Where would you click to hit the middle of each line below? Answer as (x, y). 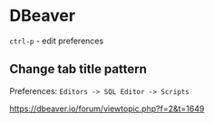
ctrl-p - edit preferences (57, 41)
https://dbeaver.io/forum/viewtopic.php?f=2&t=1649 (107, 109)
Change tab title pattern (78, 69)
